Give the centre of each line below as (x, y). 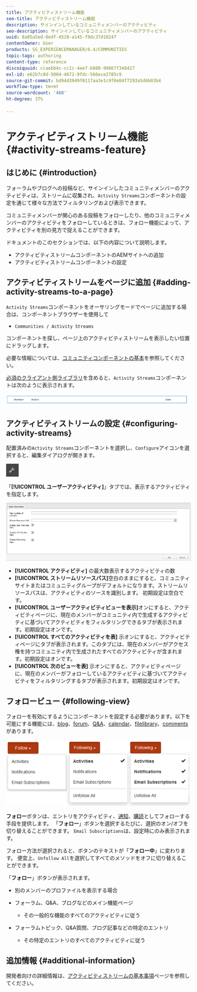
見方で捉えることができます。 (87, 230)
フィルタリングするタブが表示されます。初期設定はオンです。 (109, 681)
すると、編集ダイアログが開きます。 (55, 455)
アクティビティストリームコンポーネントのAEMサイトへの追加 (89, 255)
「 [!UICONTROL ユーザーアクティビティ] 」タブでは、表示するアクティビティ (98, 487)
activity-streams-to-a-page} (60, 292)
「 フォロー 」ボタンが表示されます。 (50, 878)
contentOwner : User (30, 43)
